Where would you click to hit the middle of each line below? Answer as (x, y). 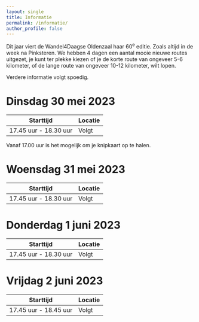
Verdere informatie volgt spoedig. (48, 77)
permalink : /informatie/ (37, 23)
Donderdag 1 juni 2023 (63, 225)
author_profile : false (34, 28)
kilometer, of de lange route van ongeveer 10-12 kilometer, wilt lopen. (91, 65)
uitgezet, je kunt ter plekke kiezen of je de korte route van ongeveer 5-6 (95, 59)
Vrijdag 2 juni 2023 (55, 280)
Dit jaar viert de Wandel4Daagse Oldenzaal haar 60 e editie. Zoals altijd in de (99, 46)
